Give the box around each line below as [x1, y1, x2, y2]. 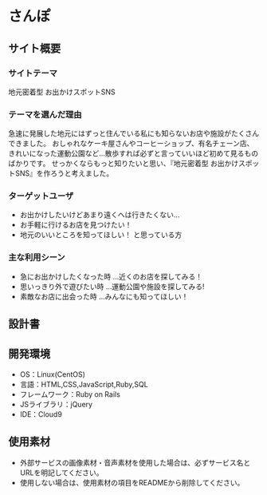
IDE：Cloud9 [19, 409, 62, 419]
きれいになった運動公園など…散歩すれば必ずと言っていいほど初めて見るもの [8, 148, 259, 158]
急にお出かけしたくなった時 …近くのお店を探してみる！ [19, 271, 203, 281]
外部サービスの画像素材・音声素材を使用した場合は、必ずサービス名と [19, 457, 251, 467]
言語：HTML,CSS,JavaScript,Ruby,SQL [19, 379, 149, 389]
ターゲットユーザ [8, 191, 74, 202]
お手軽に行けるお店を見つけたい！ [19, 220, 132, 230]
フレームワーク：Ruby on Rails [19, 389, 121, 399]
